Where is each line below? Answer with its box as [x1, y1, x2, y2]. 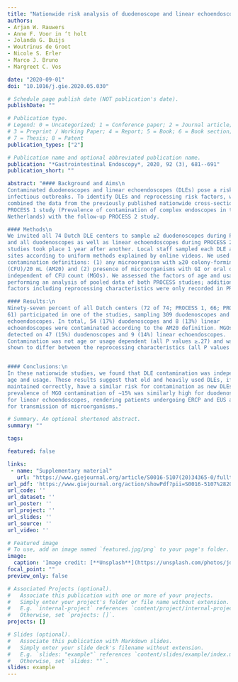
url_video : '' [7, 527, 50, 534]
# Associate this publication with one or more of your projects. [7, 592, 214, 599]
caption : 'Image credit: [13, 559, 87, 566]
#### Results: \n [7, 298, 55, 305]
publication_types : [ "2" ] [7, 141, 84, 148]
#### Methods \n [7, 226, 52, 233]
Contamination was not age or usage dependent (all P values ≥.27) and [7, 338, 223, 345]
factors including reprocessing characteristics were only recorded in [7, 285, 223, 292]
